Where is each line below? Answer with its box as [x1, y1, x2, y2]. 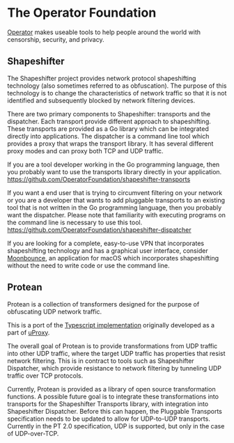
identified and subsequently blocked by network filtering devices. [7, 96, 196, 104]
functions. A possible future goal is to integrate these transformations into [7, 392, 219, 401]
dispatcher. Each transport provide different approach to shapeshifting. [7, 117, 211, 125]
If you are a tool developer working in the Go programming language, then [7, 160, 220, 169]
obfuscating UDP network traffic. [7, 307, 102, 316]
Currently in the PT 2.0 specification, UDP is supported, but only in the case [7, 421, 225, 430]
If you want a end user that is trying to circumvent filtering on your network [7, 188, 223, 196]
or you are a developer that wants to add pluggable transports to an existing [7, 196, 225, 204]
